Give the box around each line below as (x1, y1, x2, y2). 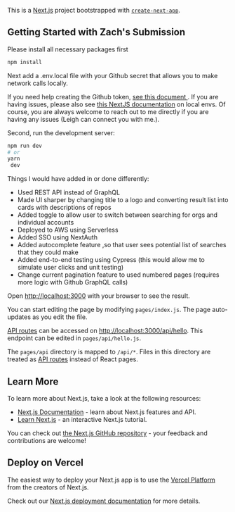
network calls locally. (7, 79, 68, 87)
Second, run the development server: (7, 128, 115, 137)
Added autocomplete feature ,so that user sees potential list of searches (17, 241, 227, 249)
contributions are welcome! (7, 437, 86, 444)
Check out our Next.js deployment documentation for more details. (7, 497, 201, 505)
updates (7, 313, 32, 321)
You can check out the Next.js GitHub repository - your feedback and (7, 429, 208, 437)
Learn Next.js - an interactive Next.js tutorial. (17, 416, 147, 423)
